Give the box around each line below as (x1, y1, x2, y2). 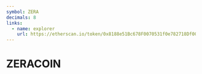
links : (6, 20, 23, 26)
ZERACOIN (6, 57, 61, 71)
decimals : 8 (6, 14, 36, 20)
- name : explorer (11, 25, 55, 32)
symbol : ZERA (6, 8, 39, 15)
